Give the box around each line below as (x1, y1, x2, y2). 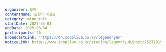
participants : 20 (5, 30, 41, 35)
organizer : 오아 (5, 7, 37, 12)
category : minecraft (5, 16, 48, 21)
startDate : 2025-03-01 (5, 21, 52, 26)
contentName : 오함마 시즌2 (5, 12, 56, 17)
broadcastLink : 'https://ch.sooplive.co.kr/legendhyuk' (5, 35, 123, 40)
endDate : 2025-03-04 (5, 26, 48, 31)
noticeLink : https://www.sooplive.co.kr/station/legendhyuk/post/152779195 (5, 40, 165, 45)
